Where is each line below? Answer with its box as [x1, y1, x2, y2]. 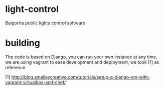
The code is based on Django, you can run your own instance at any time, [5, 54, 157, 60]
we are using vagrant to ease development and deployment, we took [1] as [5, 59, 159, 65]
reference [5, 64, 26, 70]
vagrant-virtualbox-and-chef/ [5, 79, 66, 85]
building [5, 37, 40, 49]
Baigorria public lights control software [5, 20, 85, 26]
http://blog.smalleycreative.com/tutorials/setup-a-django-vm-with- [11, 74, 150, 80]
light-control [5, 3, 59, 15]
